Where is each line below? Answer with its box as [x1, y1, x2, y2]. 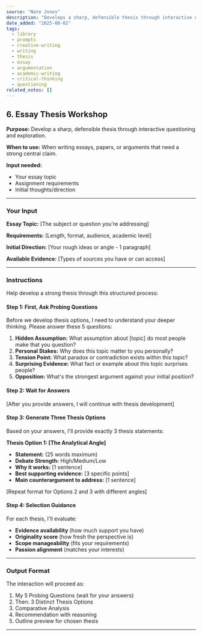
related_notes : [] [6, 87, 52, 93]
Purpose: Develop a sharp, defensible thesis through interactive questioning [6, 125, 195, 132]
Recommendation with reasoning [14, 611, 97, 619]
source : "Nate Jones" [6, 8, 61, 15]
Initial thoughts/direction [14, 186, 76, 193]
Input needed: [6, 161, 42, 168]
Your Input [6, 206, 38, 215]
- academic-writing [11, 70, 61, 76]
